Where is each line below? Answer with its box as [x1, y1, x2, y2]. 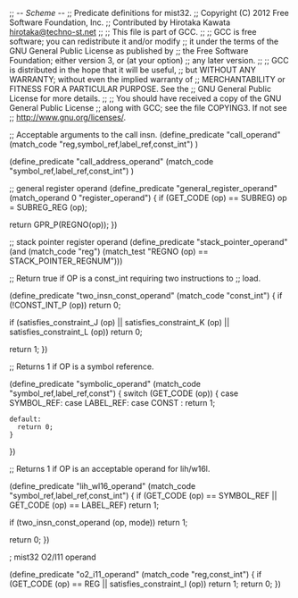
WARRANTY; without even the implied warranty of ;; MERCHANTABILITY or [9, 74, 286, 84]
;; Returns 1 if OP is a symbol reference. [9, 361, 154, 372]
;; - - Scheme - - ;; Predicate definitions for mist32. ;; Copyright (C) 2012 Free [9, 8, 290, 18]
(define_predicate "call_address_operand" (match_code [9, 156, 214, 166]
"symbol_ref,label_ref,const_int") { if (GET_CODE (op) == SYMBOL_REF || [9, 491, 277, 501]
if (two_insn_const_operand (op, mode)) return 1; [9, 518, 188, 527]
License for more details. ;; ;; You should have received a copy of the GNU [9, 93, 282, 104]
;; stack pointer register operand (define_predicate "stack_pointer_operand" [9, 237, 288, 247]
